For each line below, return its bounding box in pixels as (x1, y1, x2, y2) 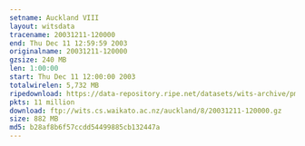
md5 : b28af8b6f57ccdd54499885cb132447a (9, 123, 161, 132)
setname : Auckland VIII (9, 13, 100, 23)
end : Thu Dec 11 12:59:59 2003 (9, 38, 128, 48)
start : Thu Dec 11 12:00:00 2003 (9, 73, 136, 82)
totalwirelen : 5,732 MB (9, 81, 100, 90)
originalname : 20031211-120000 (9, 47, 128, 56)
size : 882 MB (9, 114, 59, 123)
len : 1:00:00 (9, 64, 59, 73)
